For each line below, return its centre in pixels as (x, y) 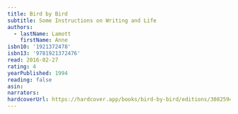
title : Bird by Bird (38, 14)
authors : (20, 27)
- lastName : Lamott (42, 34)
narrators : (23, 93)
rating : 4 (22, 67)
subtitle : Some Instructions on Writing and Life (82, 21)
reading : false (30, 80)
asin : (15, 86)
